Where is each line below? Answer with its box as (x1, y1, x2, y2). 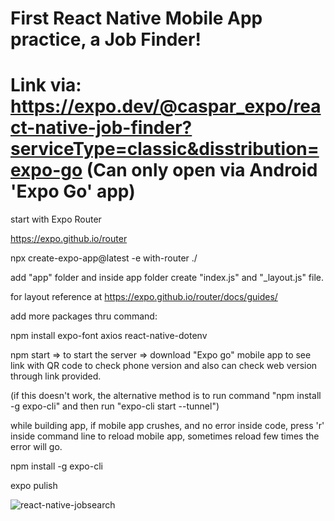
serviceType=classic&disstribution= (10, 138, 320, 161)
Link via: (10, 74, 82, 97)
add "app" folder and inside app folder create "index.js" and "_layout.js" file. (10, 272, 325, 284)
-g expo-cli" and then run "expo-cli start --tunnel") (10, 400, 220, 412)
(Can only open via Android (86, 159, 318, 182)
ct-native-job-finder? (10, 117, 193, 139)
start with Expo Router (10, 213, 102, 226)
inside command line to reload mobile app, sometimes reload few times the (10, 430, 320, 442)
